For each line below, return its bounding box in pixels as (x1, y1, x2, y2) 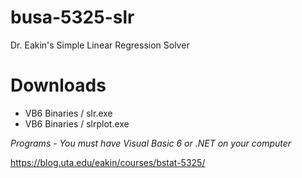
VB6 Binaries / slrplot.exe (24, 117, 130, 130)
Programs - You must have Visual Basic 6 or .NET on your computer (10, 137, 292, 149)
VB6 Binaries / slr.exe (24, 107, 113, 119)
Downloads (10, 74, 107, 97)
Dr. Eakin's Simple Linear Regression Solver (10, 39, 190, 51)
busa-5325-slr (10, 6, 135, 29)
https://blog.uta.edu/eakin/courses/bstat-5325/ (10, 156, 206, 168)
